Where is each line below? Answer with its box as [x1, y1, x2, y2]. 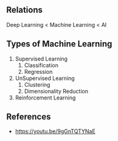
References [6, 112, 51, 122]
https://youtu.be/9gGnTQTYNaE [15, 128, 95, 135]
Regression [24, 68, 53, 75]
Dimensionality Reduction [24, 87, 88, 95]
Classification [24, 61, 59, 69]
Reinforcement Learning [15, 94, 76, 101]
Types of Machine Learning [6, 39, 113, 49]
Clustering [24, 81, 50, 88]
